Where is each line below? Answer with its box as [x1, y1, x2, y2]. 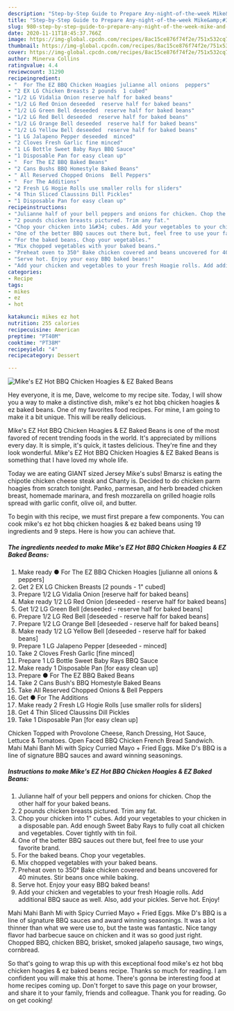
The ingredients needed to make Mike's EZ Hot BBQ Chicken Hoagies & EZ [8, 543, 226, 551]
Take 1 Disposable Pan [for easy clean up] [17, 716, 138, 724]
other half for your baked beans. [17, 800, 110, 808]
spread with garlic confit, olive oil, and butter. [8, 499, 137, 507]
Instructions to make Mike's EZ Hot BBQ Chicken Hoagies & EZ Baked [8, 767, 212, 775]
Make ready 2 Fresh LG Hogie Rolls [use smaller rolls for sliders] [17, 701, 202, 709]
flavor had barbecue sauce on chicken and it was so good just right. [8, 931, 203, 939]
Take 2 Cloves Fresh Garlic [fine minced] [17, 649, 135, 657]
